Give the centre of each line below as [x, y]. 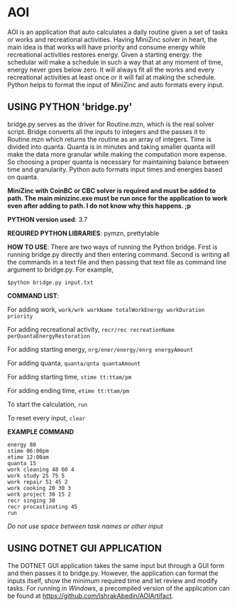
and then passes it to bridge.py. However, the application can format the [113, 573]
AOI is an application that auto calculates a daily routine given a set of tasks [118, 32]
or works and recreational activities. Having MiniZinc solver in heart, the [112, 39]
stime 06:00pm [28, 451]
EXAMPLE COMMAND [41, 431]
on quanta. [23, 177]
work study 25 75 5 [36, 476]
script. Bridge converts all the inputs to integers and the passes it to [106, 131]
